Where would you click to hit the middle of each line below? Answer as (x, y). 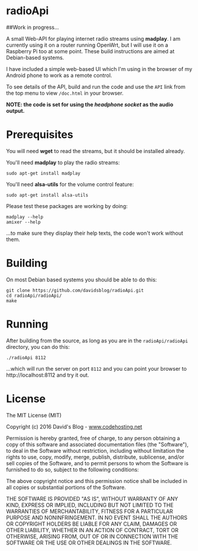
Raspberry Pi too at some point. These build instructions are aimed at (90, 51)
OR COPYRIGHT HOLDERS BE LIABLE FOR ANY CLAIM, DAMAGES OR (92, 524)
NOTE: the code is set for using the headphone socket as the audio (90, 104)
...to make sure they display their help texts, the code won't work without (95, 233)
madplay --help (25, 217)
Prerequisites (40, 135)
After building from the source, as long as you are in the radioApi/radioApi (97, 341)
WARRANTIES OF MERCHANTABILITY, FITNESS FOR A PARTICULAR (90, 511)
